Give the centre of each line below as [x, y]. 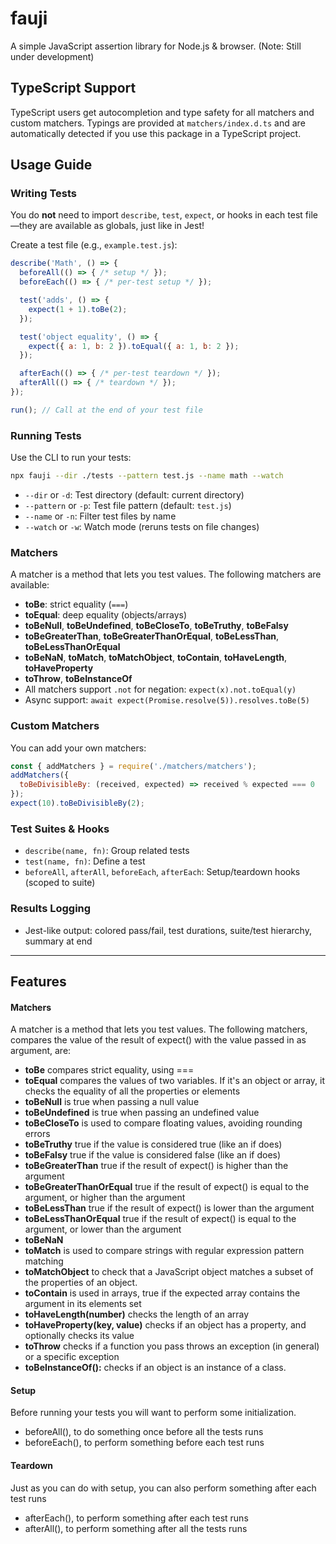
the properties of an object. [81, 1283]
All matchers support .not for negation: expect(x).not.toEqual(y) [160, 689]
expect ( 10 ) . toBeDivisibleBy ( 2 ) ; [77, 803]
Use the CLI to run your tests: [71, 458]
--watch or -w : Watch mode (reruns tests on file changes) [142, 526]
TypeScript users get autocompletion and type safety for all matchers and [162, 112]
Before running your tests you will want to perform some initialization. [153, 1413]
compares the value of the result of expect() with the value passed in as [158, 1040]
